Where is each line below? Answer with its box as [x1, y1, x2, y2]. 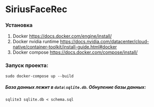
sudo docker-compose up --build [5, 74, 74, 79]
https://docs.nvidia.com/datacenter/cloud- [60, 39, 149, 45]
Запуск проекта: [5, 62, 49, 69]
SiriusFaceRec [5, 4, 68, 15]
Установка [5, 22, 33, 29]
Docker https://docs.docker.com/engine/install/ [12, 33, 112, 39]
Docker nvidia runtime [12, 39, 59, 45]
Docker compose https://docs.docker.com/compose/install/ [12, 49, 138, 55]
